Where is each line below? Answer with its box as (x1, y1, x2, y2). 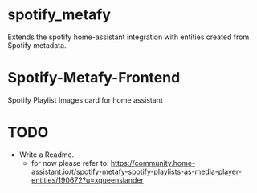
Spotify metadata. (7, 40, 67, 50)
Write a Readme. (18, 150, 75, 159)
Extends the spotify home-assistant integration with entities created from (7, 32, 250, 42)
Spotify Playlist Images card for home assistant (7, 94, 164, 105)
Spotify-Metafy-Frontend (7, 69, 181, 87)
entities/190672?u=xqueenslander (31, 175, 144, 185)
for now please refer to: (31, 158, 109, 167)
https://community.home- (110, 158, 196, 167)
